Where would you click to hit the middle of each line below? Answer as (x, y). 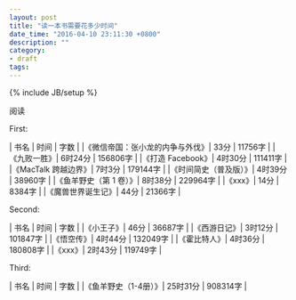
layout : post (33, 17)
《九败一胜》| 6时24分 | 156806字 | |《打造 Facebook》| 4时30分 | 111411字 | (148, 158)
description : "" (39, 42)
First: (19, 128)
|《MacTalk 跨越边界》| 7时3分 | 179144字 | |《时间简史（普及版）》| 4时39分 (148, 169)
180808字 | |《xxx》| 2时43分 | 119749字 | (86, 249)
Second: (24, 209)
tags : (19, 68)
